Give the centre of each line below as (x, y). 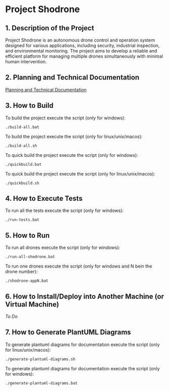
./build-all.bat (22, 127)
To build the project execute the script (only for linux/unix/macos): (74, 136)
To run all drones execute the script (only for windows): (63, 248)
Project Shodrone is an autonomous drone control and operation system (80, 40)
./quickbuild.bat (23, 164)
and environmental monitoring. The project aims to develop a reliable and (81, 51)
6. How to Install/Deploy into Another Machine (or (85, 296)
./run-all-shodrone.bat (30, 257)
